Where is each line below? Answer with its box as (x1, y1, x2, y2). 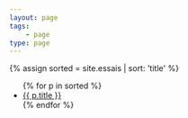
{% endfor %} (22, 100, 75, 111)
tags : (9, 22, 30, 31)
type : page (9, 38, 50, 48)
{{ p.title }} (22, 90, 62, 101)
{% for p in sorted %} (22, 80, 103, 91)
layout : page (9, 13, 58, 23)
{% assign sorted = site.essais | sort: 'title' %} (9, 63, 180, 74)
